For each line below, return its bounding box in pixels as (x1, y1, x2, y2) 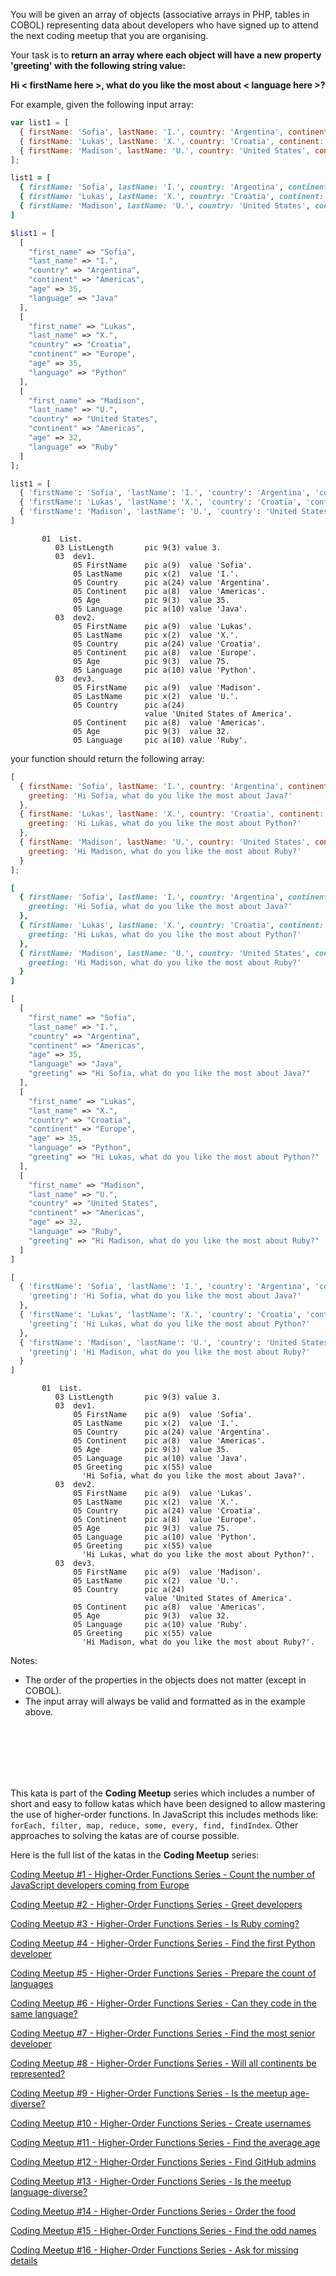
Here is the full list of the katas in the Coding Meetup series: (10, 1849, 260, 1861)
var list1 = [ (10, 118, 70, 128)
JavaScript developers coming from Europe (10, 1879, 190, 1891)
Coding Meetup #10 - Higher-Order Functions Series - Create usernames (10, 2117, 312, 2129)
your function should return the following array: (10, 752, 205, 764)
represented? (10, 2068, 66, 2080)
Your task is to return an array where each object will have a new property (10, 49, 322, 61)
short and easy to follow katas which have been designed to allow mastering (10, 1798, 326, 1810)
